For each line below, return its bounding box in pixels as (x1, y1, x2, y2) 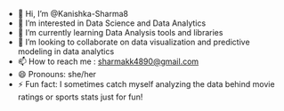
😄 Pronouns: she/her (17, 69, 96, 79)
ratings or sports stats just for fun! (17, 91, 143, 102)
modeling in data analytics (17, 46, 115, 57)
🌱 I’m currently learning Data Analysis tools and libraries (17, 28, 223, 37)
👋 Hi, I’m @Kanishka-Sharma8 (17, 9, 129, 19)
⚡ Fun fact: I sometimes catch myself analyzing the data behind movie (17, 79, 275, 89)
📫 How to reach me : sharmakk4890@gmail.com (17, 56, 199, 67)
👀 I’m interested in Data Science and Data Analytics (17, 18, 207, 28)
